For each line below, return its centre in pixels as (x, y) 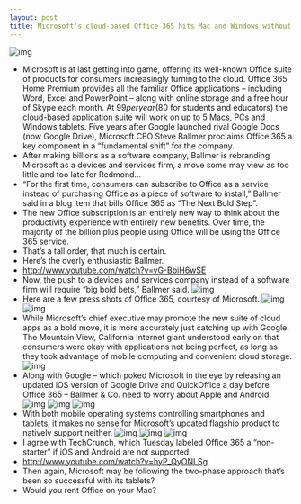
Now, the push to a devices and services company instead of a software (156, 279)
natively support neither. (67, 432)
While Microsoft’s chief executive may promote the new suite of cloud (151, 318)
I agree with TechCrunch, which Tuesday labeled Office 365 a (137, 442)
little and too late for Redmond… (82, 174)
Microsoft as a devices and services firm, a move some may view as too (155, 165)
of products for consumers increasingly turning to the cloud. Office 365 (155, 78)
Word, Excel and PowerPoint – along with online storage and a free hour (155, 98)
